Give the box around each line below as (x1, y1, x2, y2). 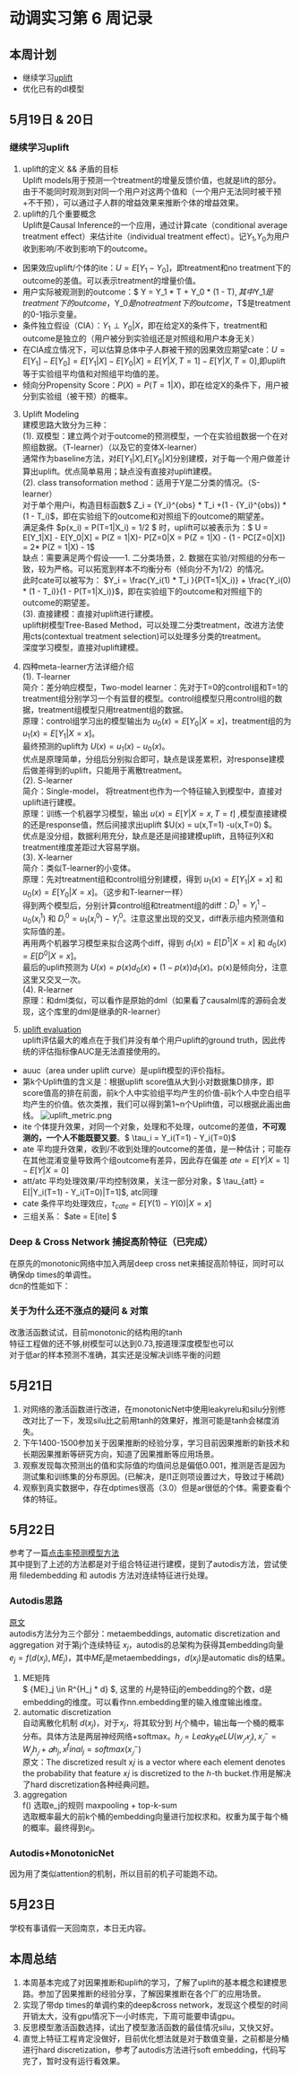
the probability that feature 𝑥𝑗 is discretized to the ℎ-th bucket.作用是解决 (21, 1767, 292, 1778)
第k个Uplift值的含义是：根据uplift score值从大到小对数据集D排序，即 (21, 1076, 275, 1087)
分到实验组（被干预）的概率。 (21, 390, 133, 401)
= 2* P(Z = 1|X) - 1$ (21, 541, 96, 552)
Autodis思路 (9, 1595, 63, 1607)
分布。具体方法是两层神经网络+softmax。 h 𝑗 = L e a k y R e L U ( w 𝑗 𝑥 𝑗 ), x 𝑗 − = (21, 1729, 277, 1744)
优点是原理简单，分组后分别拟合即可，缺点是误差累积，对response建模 (21, 754, 285, 765)
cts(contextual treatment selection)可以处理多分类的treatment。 (30, 630, 266, 642)
